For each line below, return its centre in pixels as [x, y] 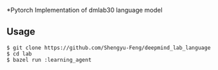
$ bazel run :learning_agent [49, 60]
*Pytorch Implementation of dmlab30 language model [84, 10]
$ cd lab [19, 54]
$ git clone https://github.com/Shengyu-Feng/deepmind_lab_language [109, 48]
